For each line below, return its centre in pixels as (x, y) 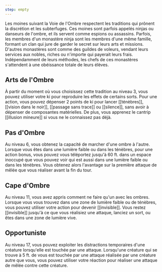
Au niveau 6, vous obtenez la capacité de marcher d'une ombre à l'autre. (78, 144)
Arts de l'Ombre (29, 80)
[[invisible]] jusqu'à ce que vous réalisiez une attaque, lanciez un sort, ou (78, 213)
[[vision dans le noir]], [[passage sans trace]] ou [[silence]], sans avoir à (77, 107)
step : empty (17, 9)
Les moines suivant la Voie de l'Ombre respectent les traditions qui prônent (80, 23)
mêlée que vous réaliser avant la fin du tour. (49, 170)
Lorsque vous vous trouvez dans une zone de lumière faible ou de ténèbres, (81, 203)
